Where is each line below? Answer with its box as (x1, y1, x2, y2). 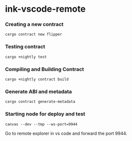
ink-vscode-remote (5, 3, 86, 15)
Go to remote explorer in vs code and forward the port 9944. (5, 130, 128, 136)
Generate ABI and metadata (5, 88, 72, 95)
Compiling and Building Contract (5, 66, 84, 72)
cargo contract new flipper (5, 32, 63, 37)
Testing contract (5, 43, 45, 50)
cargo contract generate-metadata (5, 99, 76, 104)
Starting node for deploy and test (5, 111, 86, 117)
